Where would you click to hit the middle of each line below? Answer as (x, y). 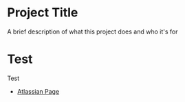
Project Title (43, 13)
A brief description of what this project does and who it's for (92, 31)
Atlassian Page (38, 91)
